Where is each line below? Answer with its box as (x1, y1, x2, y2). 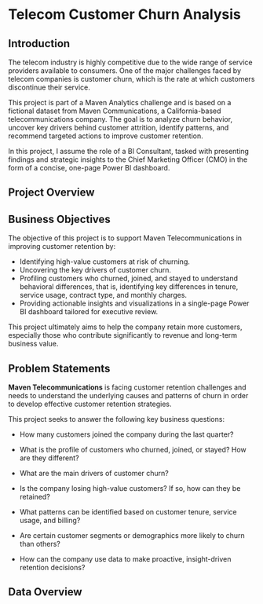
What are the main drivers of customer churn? (19, 469, 169, 478)
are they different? (19, 453, 80, 463)
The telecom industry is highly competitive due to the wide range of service (8, 57, 253, 67)
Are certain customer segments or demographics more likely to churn (19, 531, 245, 540)
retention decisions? (19, 563, 86, 573)
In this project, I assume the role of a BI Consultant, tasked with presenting (8, 147, 250, 156)
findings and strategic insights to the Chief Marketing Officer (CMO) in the (8, 155, 248, 164)
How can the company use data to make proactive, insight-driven (19, 555, 232, 564)
